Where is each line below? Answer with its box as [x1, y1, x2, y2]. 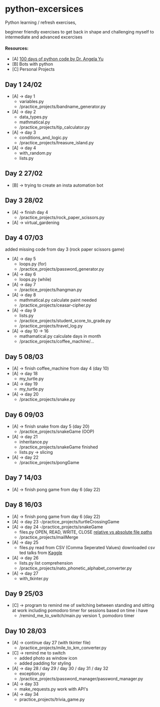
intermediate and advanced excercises [5, 34, 83, 40]
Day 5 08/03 [5, 352, 44, 361]
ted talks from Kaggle [19, 550, 63, 555]
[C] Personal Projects [12, 67, 55, 72]
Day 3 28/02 [5, 196, 44, 205]
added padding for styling [19, 660, 71, 666]
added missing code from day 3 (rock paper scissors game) [5, 246, 125, 252]
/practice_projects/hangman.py [19, 287, 82, 293]
